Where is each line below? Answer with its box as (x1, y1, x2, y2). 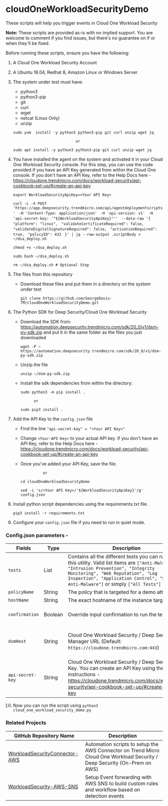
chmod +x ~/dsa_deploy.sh (12, 245, 67, 250)
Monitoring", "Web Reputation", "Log (67, 571, 158, 577)
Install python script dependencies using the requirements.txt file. (12, 501, 149, 507)
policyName (8, 590, 34, 595)
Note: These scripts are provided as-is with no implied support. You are (5, 29, 153, 35)
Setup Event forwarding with (85, 774, 152, 781)
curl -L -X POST (12, 201, 47, 206)
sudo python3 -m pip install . (20, 390, 86, 395)
